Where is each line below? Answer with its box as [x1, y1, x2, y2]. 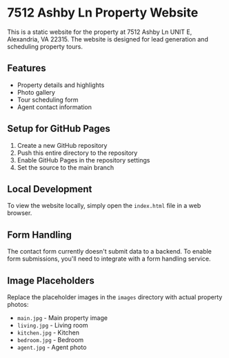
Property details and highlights [17, 81, 105, 89]
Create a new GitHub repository [17, 141, 108, 149]
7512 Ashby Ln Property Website [7, 5, 199, 21]
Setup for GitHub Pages [7, 123, 110, 135]
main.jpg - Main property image [17, 314, 108, 322]
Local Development [7, 183, 92, 195]
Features [7, 62, 46, 74]
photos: [7, 301, 29, 308]
